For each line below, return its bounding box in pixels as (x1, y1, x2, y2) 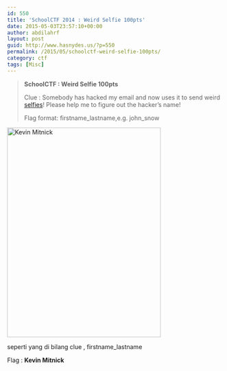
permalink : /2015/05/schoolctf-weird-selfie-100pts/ (7, 49, 161, 56)
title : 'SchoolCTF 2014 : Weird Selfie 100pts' (7, 16, 146, 23)
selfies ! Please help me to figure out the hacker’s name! (23, 100, 181, 108)
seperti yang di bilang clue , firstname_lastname (7, 342, 143, 350)
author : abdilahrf (7, 29, 60, 36)
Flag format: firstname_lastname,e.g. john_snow (23, 114, 160, 122)
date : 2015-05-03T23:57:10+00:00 (7, 23, 103, 29)
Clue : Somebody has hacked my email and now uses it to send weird (23, 93, 221, 101)
